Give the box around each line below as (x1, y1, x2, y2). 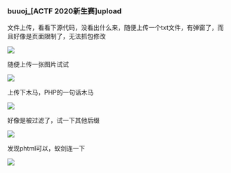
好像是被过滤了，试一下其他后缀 (7, 116, 100, 125)
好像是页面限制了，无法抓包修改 (13, 32, 106, 41)
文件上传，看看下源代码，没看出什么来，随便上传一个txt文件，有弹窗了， (7, 23, 218, 32)
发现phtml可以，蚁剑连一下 (7, 144, 86, 153)
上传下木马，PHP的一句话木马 (7, 88, 94, 97)
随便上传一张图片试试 (7, 60, 69, 69)
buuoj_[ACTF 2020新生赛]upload (7, 6, 121, 15)
